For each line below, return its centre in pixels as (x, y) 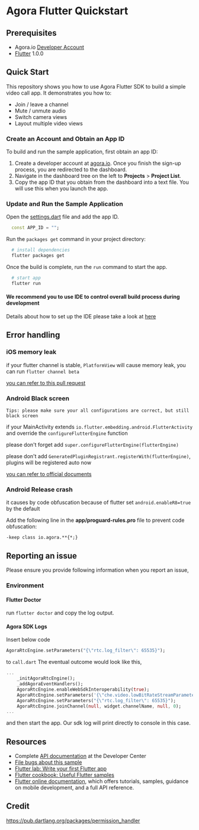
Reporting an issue (41, 555)
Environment (25, 585)
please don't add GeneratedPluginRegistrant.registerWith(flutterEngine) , (98, 456)
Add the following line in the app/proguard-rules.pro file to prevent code (95, 520)
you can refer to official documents (49, 474)
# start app (26, 278)
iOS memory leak (31, 352)
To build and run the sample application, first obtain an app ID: (82, 152)
